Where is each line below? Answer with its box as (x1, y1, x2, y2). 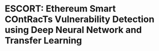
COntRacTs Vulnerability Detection (5, 13, 155, 25)
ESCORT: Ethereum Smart (5, 3, 116, 14)
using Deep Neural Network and (5, 24, 142, 35)
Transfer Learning (5, 35, 82, 46)
